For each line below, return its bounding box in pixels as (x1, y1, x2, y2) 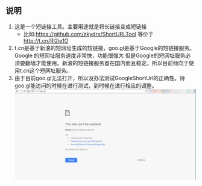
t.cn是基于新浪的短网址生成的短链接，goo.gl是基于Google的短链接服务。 (14, 44, 195, 51)
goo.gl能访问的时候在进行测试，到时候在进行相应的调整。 (14, 82, 157, 89)
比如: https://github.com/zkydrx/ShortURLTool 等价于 (23, 30, 154, 37)
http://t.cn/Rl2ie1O (23, 37, 69, 44)
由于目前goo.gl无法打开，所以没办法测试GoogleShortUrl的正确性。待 (14, 74, 185, 81)
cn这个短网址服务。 (23, 67, 72, 74)
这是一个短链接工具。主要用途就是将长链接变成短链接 (14, 23, 147, 30)
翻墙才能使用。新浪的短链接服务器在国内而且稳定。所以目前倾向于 (25, 59, 189, 66)
